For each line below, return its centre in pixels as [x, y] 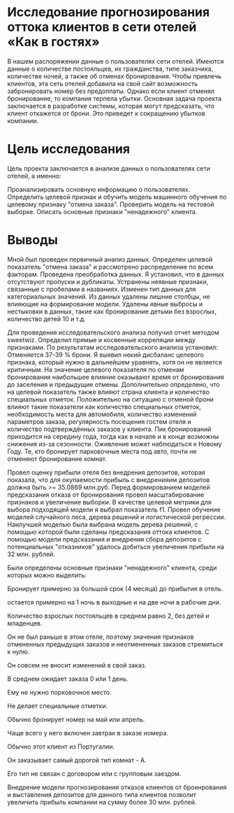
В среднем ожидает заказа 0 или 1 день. [68, 679]
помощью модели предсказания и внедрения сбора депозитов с [105, 539]
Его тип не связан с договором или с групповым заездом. [94, 773]
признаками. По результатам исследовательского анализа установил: [113, 347]
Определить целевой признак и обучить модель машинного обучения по [117, 197]
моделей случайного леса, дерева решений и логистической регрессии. [117, 517]
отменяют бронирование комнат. [57, 458]
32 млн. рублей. [31, 554]
